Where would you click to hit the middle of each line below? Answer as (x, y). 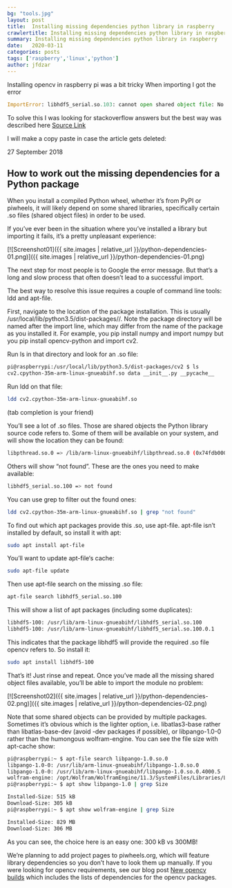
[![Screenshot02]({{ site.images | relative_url (70, 696)
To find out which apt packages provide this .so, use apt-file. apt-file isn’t (111, 525)
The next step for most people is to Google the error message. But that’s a (113, 270)
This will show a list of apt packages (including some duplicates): (100, 610)
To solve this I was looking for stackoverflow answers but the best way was (115, 117)
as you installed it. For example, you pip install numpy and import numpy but (115, 334)
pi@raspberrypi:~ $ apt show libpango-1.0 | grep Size (88, 785)
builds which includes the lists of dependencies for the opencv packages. (112, 877)
